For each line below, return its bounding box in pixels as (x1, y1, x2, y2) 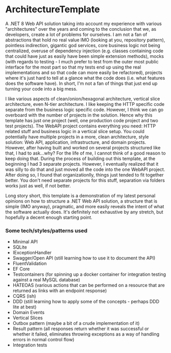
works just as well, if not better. (5, 183, 71, 189)
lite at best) (12, 304, 37, 310)
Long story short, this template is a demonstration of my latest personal (5, 192, 156, 198)
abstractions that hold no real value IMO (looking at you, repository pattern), (5, 37, 165, 43)
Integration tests (12, 342, 47, 348)
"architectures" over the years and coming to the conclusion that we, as (5, 26, 157, 32)
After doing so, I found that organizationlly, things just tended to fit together (5, 171, 164, 178)
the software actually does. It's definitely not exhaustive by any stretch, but (5, 209, 163, 215)
